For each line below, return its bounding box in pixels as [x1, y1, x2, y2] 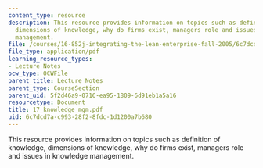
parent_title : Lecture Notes [8, 77, 103, 84]
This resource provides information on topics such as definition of [8, 134, 221, 144]
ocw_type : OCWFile [8, 70, 68, 77]
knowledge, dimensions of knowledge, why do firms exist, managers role [8, 142, 244, 152]
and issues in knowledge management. [8, 151, 135, 160]
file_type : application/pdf [8, 48, 100, 55]
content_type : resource [8, 11, 86, 20]
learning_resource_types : [8, 55, 92, 63]
